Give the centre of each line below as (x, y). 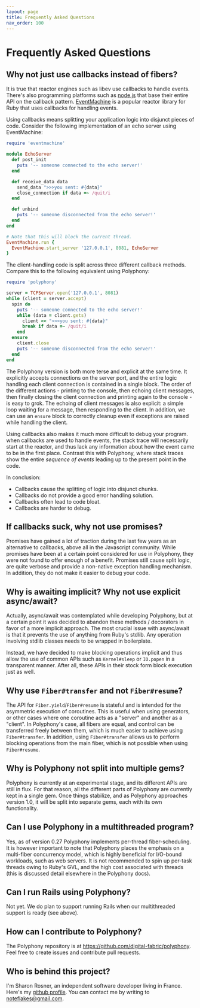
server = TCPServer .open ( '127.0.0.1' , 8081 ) (62, 293)
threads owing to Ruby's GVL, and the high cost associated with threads (95, 867)
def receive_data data (40, 181)
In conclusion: (23, 477)
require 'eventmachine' (36, 143)
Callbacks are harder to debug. (53, 508)
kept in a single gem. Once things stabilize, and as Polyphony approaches (97, 795)
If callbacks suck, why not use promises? (84, 527)
